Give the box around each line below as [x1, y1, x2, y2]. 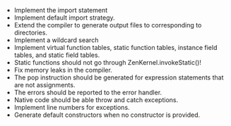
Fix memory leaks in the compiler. [13, 66, 113, 74]
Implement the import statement [13, 6, 108, 14]
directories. [13, 28, 48, 37]
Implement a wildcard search [13, 36, 99, 44]
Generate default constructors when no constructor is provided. [13, 111, 201, 119]
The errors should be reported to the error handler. [13, 88, 162, 96]
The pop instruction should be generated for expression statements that [13, 73, 224, 82]
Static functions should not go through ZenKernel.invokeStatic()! [13, 58, 201, 66]
